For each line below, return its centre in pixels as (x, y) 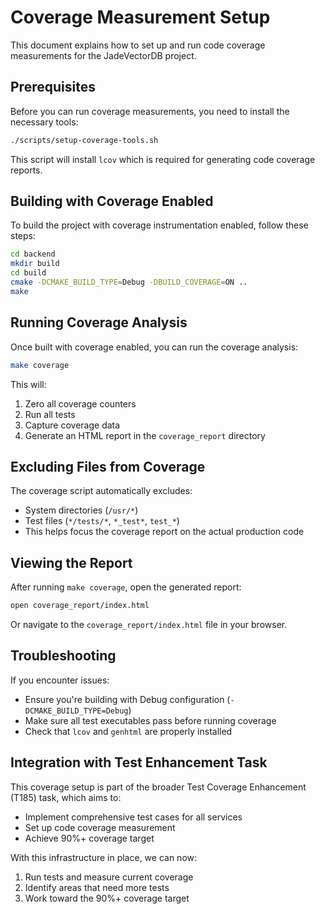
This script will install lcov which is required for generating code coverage (163, 159)
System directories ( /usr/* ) (81, 510)
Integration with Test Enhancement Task (139, 762)
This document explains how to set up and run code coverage (138, 45)
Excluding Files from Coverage (108, 466)
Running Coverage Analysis (99, 322)
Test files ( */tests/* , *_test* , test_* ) (102, 521)
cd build (28, 273)
